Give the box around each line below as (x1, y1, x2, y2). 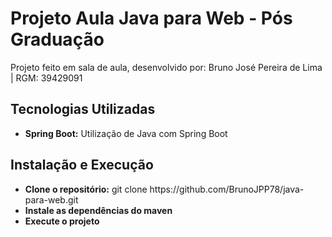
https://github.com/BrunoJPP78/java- (149, 183, 305, 195)
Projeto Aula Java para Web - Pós (10, 7, 293, 30)
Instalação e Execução (10, 157, 154, 174)
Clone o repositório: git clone (24, 183, 148, 195)
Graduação (10, 28, 105, 51)
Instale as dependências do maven (24, 204, 173, 216)
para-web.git (24, 193, 79, 206)
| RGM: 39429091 (10, 72, 83, 84)
